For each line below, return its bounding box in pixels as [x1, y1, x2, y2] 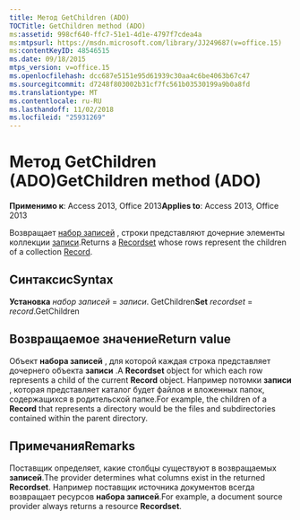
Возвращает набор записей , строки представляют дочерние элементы [9, 228, 285, 238]
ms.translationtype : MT [9, 88, 99, 97]
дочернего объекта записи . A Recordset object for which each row [9, 365, 263, 376]
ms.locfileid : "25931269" [9, 113, 106, 122]
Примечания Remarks [9, 438, 136, 454]
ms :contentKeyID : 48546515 [9, 47, 110, 56]
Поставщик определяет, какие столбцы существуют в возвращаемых [9, 463, 278, 473]
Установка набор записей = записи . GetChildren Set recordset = [9, 296, 253, 307]
